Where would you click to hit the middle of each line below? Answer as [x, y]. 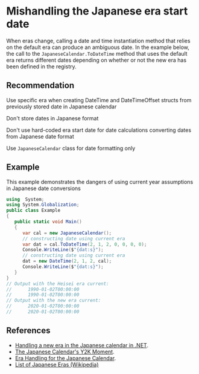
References [28, 331]
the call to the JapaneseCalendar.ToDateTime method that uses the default [97, 53]
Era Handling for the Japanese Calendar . [65, 358]
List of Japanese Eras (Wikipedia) [57, 364]
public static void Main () [48, 222]
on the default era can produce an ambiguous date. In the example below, [98, 47]
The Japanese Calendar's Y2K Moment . [65, 352]
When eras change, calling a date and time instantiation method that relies [99, 41]
